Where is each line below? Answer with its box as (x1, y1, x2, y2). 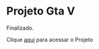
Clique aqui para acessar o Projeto (6, 36, 94, 43)
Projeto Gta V (6, 4, 75, 18)
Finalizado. (6, 24, 34, 31)
